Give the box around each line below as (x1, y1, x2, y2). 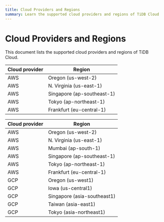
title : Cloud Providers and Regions (5, 7, 80, 12)
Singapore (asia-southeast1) (48, 193, 116, 200)
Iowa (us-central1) (48, 185, 92, 192)
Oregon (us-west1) (48, 177, 94, 184)
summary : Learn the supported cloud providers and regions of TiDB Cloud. (5, 12, 162, 17)
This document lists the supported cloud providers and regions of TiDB (5, 49, 149, 55)
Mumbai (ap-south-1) (48, 145, 101, 152)
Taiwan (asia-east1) (48, 201, 96, 208)
